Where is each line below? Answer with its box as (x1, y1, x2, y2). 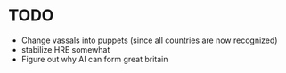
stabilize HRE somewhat (20, 44, 110, 54)
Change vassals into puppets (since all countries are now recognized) (20, 35, 278, 45)
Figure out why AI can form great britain (20, 53, 168, 64)
